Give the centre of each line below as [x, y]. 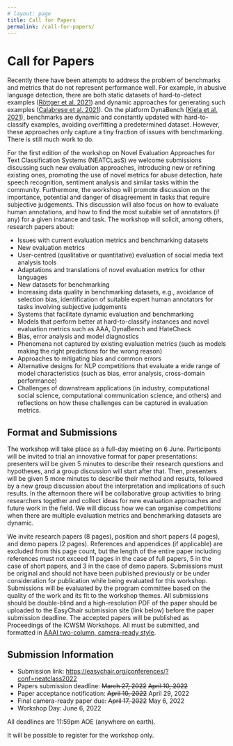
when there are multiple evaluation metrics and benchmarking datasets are [114, 516]
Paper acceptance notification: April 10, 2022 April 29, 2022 [103, 693]
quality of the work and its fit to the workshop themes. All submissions [108, 596]
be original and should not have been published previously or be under [109, 573]
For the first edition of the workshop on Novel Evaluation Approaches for [111, 153]
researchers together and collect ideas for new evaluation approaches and [114, 501]
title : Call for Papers [42, 20]
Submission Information [61, 654]
